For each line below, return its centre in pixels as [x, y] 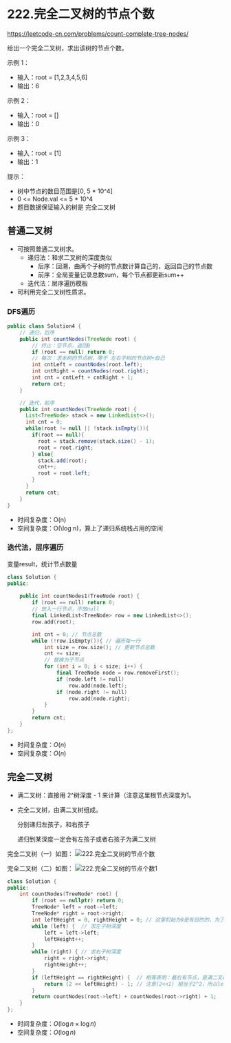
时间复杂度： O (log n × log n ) [56, 1024]
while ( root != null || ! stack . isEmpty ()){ [87, 428]
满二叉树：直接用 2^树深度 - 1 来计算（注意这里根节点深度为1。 [106, 795]
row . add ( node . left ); [98, 686]
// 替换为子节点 [64, 660]
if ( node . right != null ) [92, 692]
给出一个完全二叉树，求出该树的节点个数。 [67, 48]
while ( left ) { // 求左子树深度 [77, 926]
